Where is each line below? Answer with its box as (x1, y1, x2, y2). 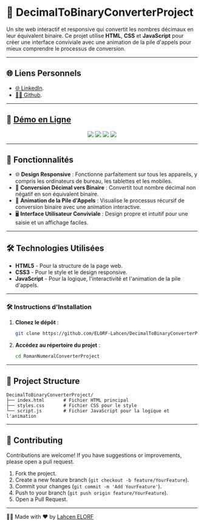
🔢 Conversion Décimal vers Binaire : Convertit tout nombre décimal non (15, 184, 196, 191)
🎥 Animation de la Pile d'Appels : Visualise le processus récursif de (15, 197, 185, 204)
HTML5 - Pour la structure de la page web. (15, 262, 123, 270)
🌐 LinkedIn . (15, 84, 44, 92)
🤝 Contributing (6, 435, 63, 446)
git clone (15, 330, 41, 336)
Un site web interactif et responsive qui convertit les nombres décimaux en (6, 26, 194, 33)
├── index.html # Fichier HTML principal (6, 397, 129, 403)
